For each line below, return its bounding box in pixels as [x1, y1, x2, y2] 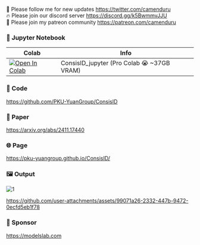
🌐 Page [6, 141, 28, 149]
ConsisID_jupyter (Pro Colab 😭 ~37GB [60, 59, 170, 67]
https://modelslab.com [6, 232, 62, 239]
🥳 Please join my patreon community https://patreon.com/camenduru [6, 18, 177, 26]
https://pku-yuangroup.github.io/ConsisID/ [6, 155, 111, 162]
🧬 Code [6, 84, 28, 92]
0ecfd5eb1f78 [6, 203, 40, 211]
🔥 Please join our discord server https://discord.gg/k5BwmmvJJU [6, 12, 168, 19]
